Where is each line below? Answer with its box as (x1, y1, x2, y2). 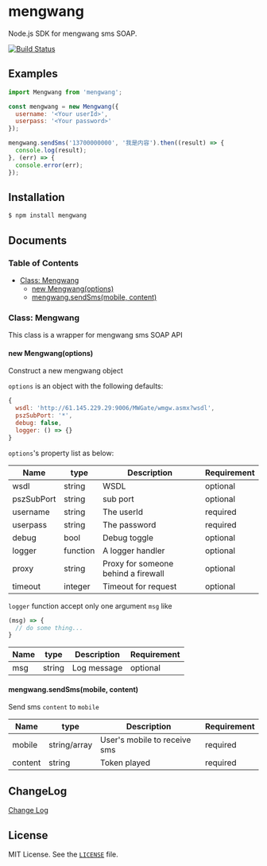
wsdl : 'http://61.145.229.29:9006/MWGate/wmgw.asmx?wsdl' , (15, 404, 215, 412)
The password (102, 519, 157, 530)
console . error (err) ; (15, 161, 83, 169)
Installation (8, 190, 65, 204)
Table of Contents (8, 257, 79, 269)
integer (63, 581, 91, 592)
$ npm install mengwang (8, 211, 87, 220)
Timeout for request (102, 581, 177, 592)
